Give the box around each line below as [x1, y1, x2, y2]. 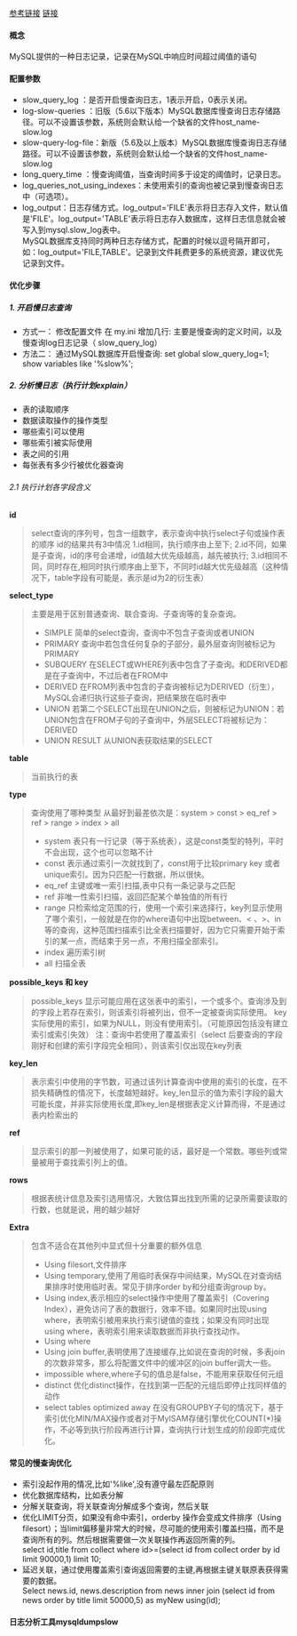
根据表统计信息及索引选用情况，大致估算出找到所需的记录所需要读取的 [30, 1193, 288, 1204]
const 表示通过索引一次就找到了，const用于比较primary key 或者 [43, 858, 281, 869]
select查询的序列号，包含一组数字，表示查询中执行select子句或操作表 [30, 528, 285, 539]
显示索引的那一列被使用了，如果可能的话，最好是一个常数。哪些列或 [30, 1146, 280, 1157]
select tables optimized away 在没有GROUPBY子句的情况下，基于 [43, 1402, 284, 1413]
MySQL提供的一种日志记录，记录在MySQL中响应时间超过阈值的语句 [9, 52, 257, 62]
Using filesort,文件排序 [43, 1259, 127, 1270]
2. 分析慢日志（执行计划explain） [9, 380, 132, 390]
